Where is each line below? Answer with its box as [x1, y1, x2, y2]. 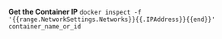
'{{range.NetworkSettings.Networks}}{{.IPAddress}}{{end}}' [8, 15, 216, 24]
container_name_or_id [8, 23, 82, 31]
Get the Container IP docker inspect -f [8, 7, 142, 16]
